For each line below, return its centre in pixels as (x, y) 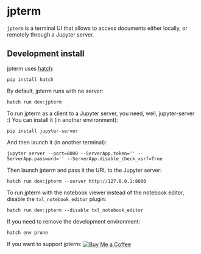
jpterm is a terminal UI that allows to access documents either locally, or (97, 28)
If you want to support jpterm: (44, 244)
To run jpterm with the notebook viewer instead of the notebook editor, (96, 192)
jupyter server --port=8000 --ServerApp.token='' (71, 153)
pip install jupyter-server (43, 131)
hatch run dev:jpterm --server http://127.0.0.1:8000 (77, 181)
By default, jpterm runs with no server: (55, 91)
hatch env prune (27, 233)
